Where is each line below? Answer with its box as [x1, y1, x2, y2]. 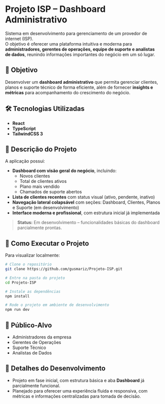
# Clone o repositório [5, 262, 52, 267]
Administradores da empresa [12, 334, 72, 340]
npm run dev [5, 307, 30, 312]
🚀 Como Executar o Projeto [5, 239, 89, 247]
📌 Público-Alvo [5, 321, 52, 329]
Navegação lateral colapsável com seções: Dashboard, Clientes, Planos [12, 199, 161, 205]
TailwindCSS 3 [12, 130, 43, 137]
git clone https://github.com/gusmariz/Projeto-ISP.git [5, 267, 123, 272]
